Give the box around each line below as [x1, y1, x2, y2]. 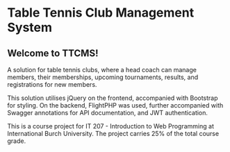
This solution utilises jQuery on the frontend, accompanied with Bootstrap [7, 94, 218, 102]
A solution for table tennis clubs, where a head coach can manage [7, 66, 197, 74]
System [7, 19, 53, 35]
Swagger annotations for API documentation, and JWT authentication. [7, 109, 208, 117]
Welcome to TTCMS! [7, 47, 99, 59]
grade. [7, 137, 26, 145]
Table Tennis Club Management [7, 5, 195, 21]
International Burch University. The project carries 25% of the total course [7, 130, 220, 137]
